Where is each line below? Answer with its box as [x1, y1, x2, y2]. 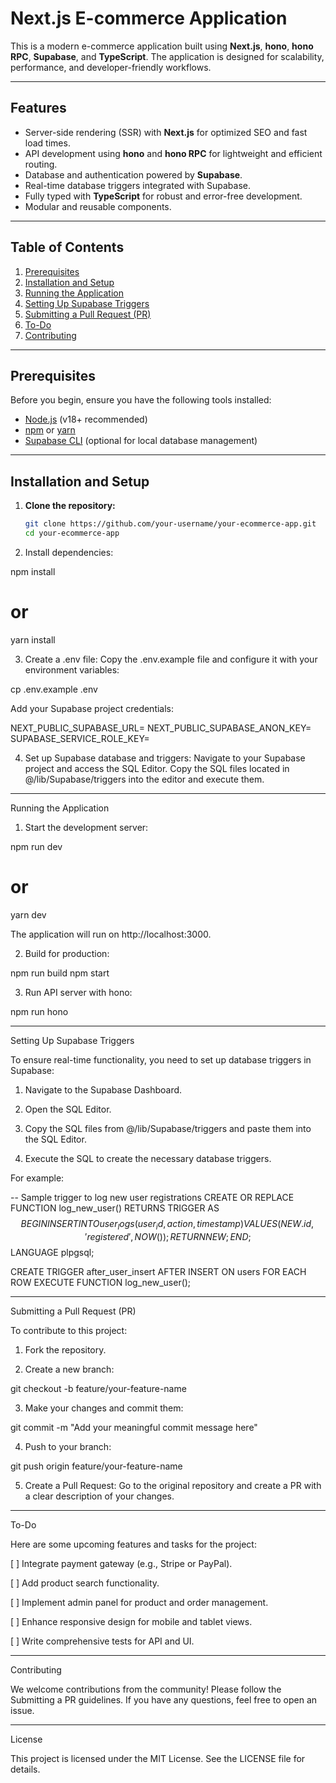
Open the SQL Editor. [24, 1103, 112, 1115]
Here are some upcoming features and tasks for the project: [10, 1538, 257, 1550]
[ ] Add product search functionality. [10, 1577, 160, 1589]
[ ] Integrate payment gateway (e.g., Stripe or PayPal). [10, 1557, 233, 1569]
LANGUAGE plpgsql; [10, 1246, 95, 1258]
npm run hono [10, 1005, 69, 1017]
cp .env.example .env [10, 683, 98, 695]
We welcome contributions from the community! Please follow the [10, 1683, 282, 1695]
